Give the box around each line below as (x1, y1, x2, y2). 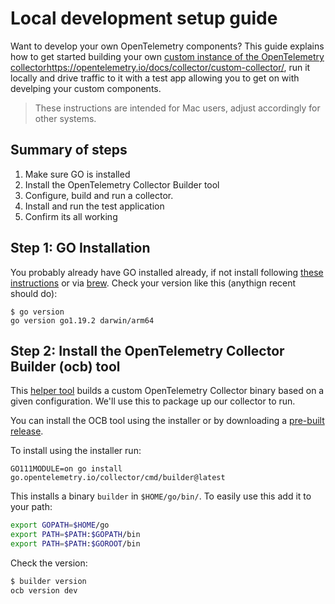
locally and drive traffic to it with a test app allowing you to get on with (10, 72, 300, 84)
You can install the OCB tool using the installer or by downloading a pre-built (10, 415, 325, 427)
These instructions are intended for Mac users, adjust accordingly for (34, 102, 321, 114)
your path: (10, 501, 53, 513)
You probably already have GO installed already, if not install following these (10, 266, 324, 278)
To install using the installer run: (10, 445, 142, 457)
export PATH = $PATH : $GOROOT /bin (10, 539, 141, 549)
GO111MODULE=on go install (10, 464, 123, 474)
